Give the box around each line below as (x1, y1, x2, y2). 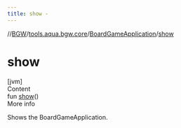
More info (7, 99, 36, 108)
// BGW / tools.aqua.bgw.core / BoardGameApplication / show (7, 29, 174, 38)
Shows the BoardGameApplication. (7, 113, 108, 121)
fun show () (7, 92, 39, 100)
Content (7, 85, 31, 93)
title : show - (7, 10, 49, 17)
